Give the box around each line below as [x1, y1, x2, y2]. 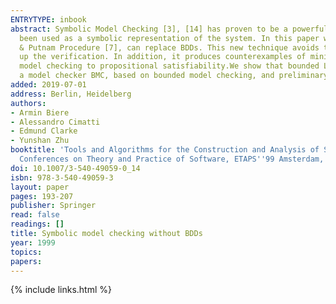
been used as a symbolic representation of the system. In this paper [19, 33, 320, 43]
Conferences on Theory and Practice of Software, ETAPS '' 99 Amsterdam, [19, 154, 325, 164]
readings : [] [10, 219, 65, 230]
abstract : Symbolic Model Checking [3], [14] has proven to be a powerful [10, 24, 329, 34]
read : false [10, 210, 60, 220]
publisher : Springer [10, 201, 97, 211]
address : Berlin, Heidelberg [10, 89, 132, 99]
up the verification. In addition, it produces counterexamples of [19, 52, 307, 62]
